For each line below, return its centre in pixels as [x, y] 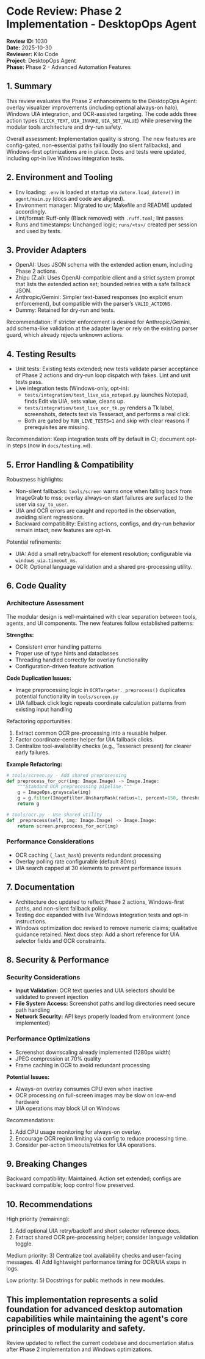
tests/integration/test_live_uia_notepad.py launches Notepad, [106, 395]
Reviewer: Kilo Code [32, 54]
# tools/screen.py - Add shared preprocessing [67, 775]
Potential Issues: [28, 1077]
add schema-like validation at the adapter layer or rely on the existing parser [102, 328]
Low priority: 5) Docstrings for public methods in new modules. [86, 1280]
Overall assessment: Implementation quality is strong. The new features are [101, 139]
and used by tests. [38, 231]
